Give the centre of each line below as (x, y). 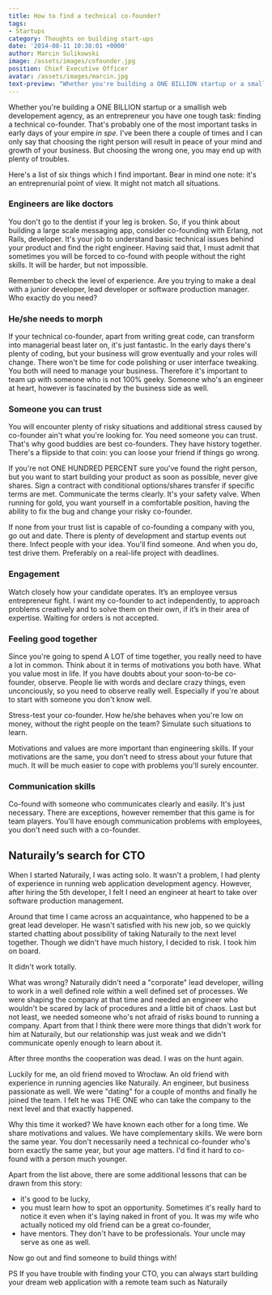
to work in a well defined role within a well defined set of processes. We (128, 992)
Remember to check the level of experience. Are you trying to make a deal (132, 280)
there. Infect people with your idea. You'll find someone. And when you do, (133, 544)
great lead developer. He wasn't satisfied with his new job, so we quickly (130, 925)
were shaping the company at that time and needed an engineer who (123, 1000)
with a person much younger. (79, 1159)
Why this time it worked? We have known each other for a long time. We (128, 1125)
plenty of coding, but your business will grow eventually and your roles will (133, 354)
